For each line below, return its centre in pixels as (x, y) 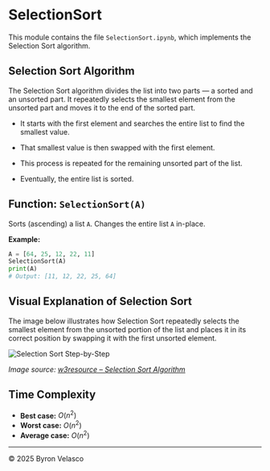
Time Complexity (52, 395)
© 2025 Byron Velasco (46, 458)
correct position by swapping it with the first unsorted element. (112, 338)
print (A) (23, 269)
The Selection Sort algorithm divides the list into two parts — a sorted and (131, 90)
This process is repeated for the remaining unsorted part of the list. (131, 163)
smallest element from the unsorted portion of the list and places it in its (127, 329)
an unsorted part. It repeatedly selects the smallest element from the (122, 99)
